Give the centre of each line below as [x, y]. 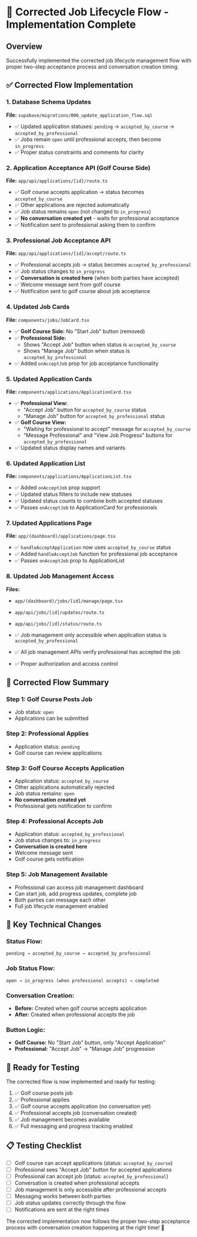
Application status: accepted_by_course [61, 781]
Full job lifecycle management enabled [61, 906]
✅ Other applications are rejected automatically [72, 205]
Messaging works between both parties [63, 1196]
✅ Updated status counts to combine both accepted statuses [89, 501]
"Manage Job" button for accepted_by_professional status [94, 416]
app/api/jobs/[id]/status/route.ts [58, 624]
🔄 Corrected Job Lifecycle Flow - [87, 12]
